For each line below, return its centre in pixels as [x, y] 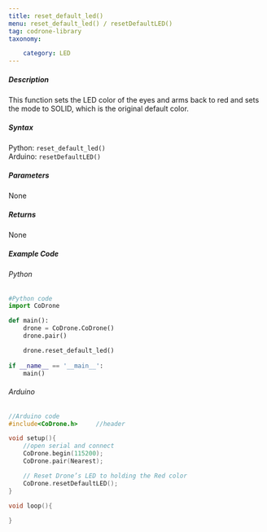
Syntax [21, 127]
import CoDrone [34, 306]
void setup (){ [33, 438]
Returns [22, 214]
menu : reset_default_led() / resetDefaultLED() [91, 24]
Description [29, 79]
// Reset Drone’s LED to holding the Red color [105, 476]
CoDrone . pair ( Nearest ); [63, 461]
